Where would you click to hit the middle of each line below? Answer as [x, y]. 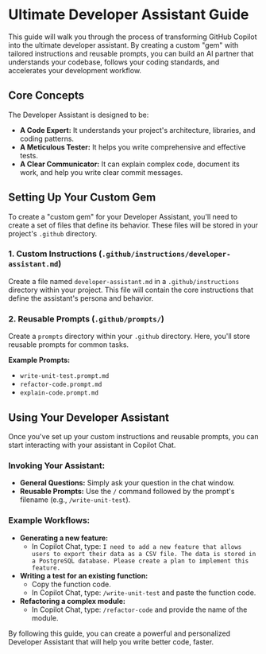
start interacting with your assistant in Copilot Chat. [92, 445]
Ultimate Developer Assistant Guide [129, 15]
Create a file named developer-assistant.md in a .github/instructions [124, 281]
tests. [29, 155]
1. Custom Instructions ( [55, 254]
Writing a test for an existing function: [84, 575]
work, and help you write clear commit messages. [101, 172]
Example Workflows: [49, 520]
